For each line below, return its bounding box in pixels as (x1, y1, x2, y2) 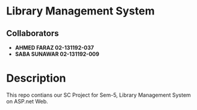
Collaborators (6, 28, 59, 38)
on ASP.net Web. (6, 97, 48, 105)
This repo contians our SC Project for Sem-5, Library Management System (6, 91, 191, 99)
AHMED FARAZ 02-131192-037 (14, 44, 95, 51)
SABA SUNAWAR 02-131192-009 (14, 50, 99, 58)
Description (6, 72, 66, 85)
